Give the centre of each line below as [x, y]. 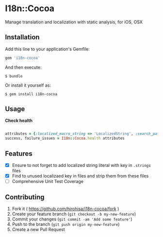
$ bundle [14, 76]
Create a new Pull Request [39, 229]
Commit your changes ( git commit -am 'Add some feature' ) [72, 219]
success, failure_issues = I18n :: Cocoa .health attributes [65, 138]
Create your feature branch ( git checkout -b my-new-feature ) [74, 214]
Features [19, 154]
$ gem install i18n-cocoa [31, 94]
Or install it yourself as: [28, 85]
